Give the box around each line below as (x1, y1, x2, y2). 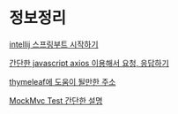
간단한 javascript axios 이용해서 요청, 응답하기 (9, 57, 169, 68)
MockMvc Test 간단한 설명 (9, 95, 103, 106)
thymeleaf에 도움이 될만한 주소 (9, 76, 116, 87)
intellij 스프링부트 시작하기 (9, 39, 99, 49)
